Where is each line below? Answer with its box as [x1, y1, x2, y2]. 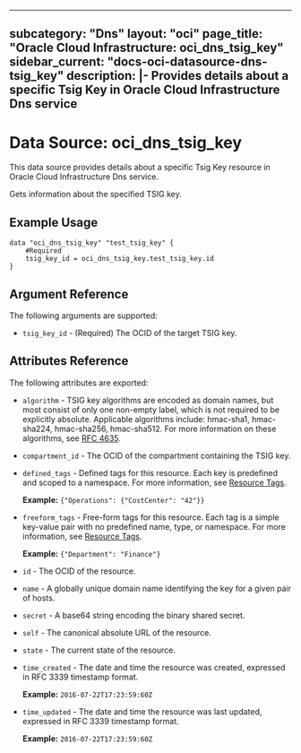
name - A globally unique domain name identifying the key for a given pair [21, 583, 291, 593]
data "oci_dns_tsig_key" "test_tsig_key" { [9, 238, 175, 247]
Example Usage [9, 214, 99, 229]
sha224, [21, 423, 53, 434]
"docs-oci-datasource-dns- [107, 55, 268, 70]
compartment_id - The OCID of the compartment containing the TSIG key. [21, 450, 291, 461]
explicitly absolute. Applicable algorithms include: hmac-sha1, [21, 413, 251, 424]
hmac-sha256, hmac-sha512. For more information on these [54, 423, 277, 434]
